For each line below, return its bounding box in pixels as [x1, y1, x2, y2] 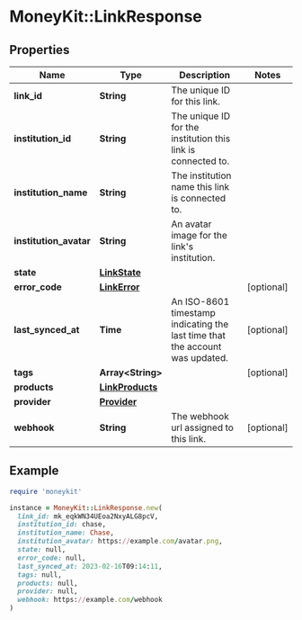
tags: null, [17, 570, 63, 580]
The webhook [170, 410, 229, 422]
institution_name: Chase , [17, 528, 115, 537]
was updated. [170, 352, 229, 364]
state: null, [17, 545, 67, 554]
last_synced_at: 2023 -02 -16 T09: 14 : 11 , [17, 562, 164, 571]
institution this [170, 132, 231, 145]
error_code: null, [17, 553, 87, 562]
